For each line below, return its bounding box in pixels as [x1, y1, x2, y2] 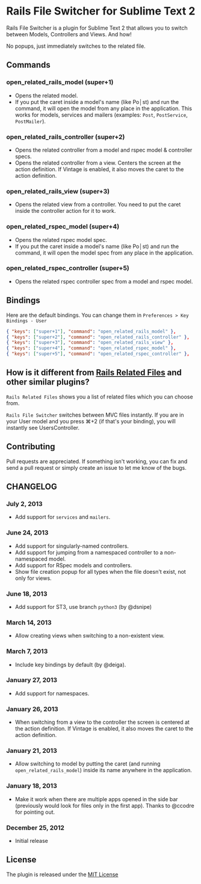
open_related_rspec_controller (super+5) [6, 264, 129, 273]
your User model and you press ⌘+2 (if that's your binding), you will [6, 417, 176, 424]
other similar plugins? [6, 377, 90, 388]
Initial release [14, 837, 48, 844]
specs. [14, 152, 32, 160]
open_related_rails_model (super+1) [6, 78, 114, 86]
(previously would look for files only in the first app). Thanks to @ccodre [14, 802, 194, 809]
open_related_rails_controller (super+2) [6, 132, 125, 141]
